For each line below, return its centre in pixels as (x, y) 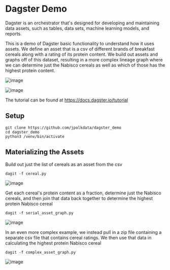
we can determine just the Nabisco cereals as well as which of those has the (85, 65)
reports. (13, 33)
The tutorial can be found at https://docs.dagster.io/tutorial (67, 100)
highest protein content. (30, 70)
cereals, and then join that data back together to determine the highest (79, 198)
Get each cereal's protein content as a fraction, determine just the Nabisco (83, 193)
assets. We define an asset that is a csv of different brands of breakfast (80, 49)
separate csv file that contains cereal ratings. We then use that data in (78, 238)
